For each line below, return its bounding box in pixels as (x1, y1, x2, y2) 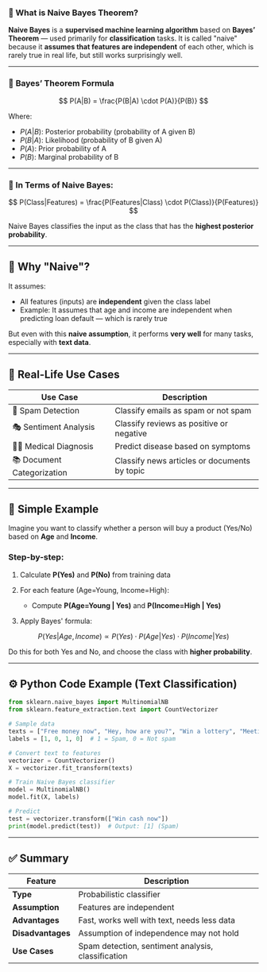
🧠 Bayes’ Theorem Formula (8, 78, 114, 89)
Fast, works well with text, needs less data (78, 914, 236, 925)
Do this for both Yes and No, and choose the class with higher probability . (8, 647, 253, 656)
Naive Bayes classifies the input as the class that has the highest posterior (8, 221, 254, 230)
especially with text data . (8, 337, 91, 347)
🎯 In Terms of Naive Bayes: (8, 179, 114, 190)
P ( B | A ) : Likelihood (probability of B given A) (19, 135, 163, 145)
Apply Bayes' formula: (19, 616, 93, 625)
